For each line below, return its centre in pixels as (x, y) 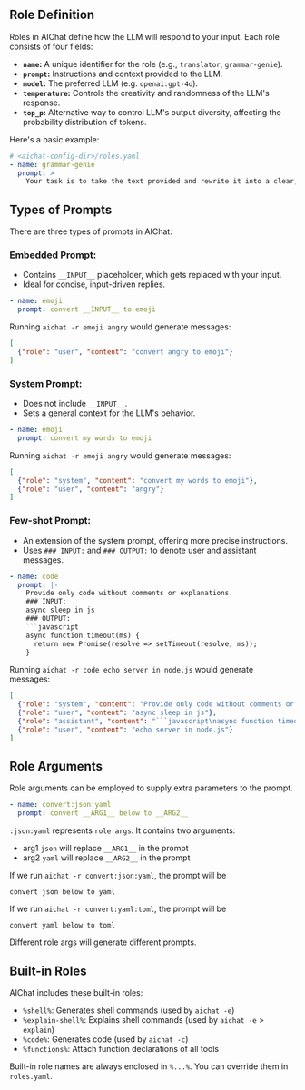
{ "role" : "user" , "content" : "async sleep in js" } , (118, 713)
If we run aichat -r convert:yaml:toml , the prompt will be (118, 909)
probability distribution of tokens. (84, 122)
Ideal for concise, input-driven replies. (94, 284)
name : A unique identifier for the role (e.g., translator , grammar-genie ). (152, 64)
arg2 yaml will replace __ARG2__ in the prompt (106, 858)
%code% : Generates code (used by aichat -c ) (105, 1039)
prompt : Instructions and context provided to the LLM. (123, 74)
